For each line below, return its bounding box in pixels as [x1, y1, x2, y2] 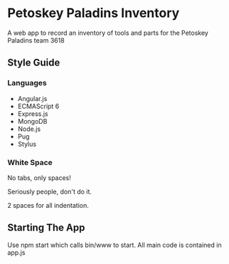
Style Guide [7, 57, 60, 69]
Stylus [17, 139, 37, 148]
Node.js [17, 125, 41, 133]
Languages [7, 78, 48, 88]
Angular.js [17, 94, 48, 102]
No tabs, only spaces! [7, 173, 71, 182]
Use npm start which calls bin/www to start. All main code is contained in [7, 241, 222, 249]
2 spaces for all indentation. [7, 201, 89, 209]
